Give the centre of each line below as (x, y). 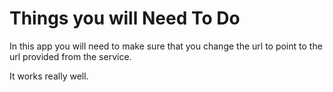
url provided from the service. (70, 56)
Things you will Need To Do (125, 18)
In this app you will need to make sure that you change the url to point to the (166, 46)
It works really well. (49, 76)
